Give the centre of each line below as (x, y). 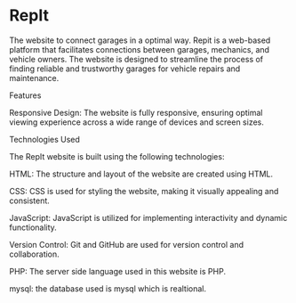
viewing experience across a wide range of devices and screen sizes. (136, 122)
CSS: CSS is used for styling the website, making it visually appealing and (144, 191)
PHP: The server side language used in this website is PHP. (118, 271)
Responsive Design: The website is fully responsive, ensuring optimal (136, 112)
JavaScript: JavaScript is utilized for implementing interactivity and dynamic (148, 217)
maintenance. (34, 78)
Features (25, 95)
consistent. (30, 201)
